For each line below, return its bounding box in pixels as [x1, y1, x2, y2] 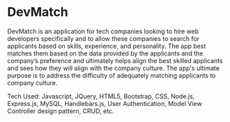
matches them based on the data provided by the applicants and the [7, 49, 204, 58]
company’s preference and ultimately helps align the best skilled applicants [7, 56, 223, 64]
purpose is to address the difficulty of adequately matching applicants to [7, 71, 216, 80]
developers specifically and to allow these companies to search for [7, 34, 200, 42]
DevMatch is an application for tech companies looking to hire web [7, 27, 199, 35]
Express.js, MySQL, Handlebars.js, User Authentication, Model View [7, 99, 202, 107]
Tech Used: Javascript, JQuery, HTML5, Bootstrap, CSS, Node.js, [7, 91, 195, 101]
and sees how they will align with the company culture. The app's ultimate [7, 64, 220, 72]
